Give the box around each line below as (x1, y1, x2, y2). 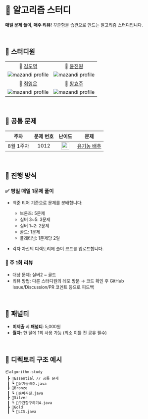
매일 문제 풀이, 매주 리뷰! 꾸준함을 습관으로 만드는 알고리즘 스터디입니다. (5, 22, 144, 28)
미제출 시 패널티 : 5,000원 (12, 324, 61, 330)
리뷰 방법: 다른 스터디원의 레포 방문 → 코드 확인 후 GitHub (12, 278, 124, 283)
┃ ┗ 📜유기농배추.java (7, 381, 47, 386)
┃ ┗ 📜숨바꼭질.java (7, 391, 44, 396)
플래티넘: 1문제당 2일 (19, 235, 60, 241)
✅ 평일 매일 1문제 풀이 (5, 187, 54, 194)
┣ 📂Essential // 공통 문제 (7, 376, 59, 381)
